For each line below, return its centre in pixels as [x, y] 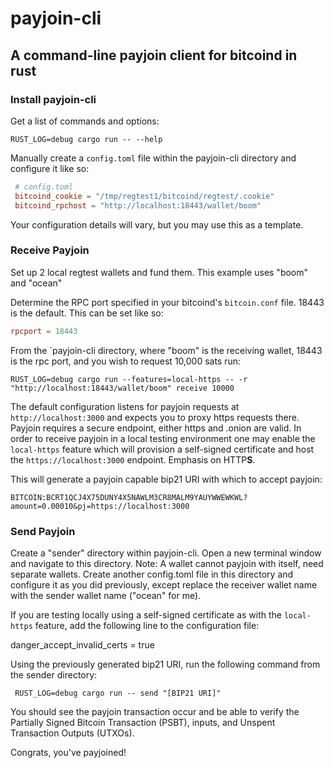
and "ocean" [36, 283]
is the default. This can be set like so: [87, 313]
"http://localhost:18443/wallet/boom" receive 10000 [122, 388]
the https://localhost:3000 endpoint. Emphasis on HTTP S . [133, 459]
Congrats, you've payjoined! [68, 752]
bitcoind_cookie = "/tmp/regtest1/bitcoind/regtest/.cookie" [144, 196]
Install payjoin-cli [53, 99]
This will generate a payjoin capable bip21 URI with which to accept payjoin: [166, 479]
